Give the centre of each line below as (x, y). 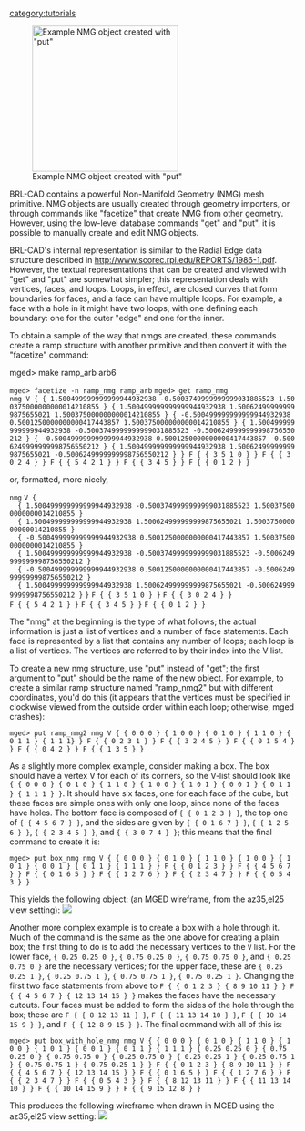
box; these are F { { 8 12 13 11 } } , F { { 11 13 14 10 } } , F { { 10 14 (148, 1015)
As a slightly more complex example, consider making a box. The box (140, 766)
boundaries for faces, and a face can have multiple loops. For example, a (146, 298)
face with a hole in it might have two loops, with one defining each (133, 308)
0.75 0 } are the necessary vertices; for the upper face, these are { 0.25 (147, 966)
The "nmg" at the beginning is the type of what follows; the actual (133, 621)
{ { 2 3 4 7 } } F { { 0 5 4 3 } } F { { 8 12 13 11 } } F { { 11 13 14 (150, 1081)
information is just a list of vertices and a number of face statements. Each (149, 631)
